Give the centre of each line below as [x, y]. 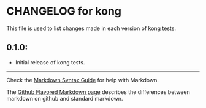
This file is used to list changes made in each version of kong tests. [91, 28]
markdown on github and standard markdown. [65, 98]
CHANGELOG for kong [64, 11]
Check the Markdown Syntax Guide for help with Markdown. [83, 80]
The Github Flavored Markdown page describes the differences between [98, 92]
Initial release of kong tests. [50, 62]
